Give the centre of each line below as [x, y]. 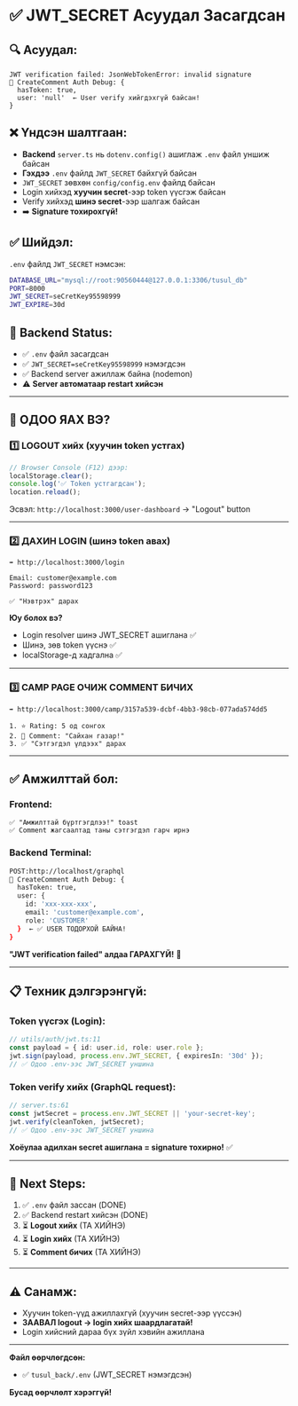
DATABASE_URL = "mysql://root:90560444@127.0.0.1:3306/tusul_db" [129, 280]
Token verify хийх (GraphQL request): [93, 1087]
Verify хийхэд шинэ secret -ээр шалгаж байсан [111, 201]
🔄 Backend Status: [61, 332]
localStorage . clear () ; [51, 475]
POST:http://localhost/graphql [67, 871]
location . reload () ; [45, 492]
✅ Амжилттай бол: [64, 779]
